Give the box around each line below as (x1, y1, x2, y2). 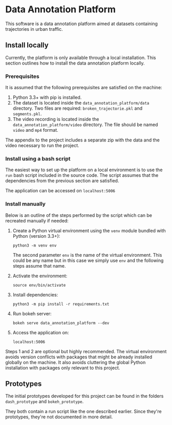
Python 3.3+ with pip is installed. (12, 94, 82, 100)
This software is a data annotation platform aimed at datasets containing (5, 21, 158, 27)
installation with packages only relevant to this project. (5, 365, 120, 371)
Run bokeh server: (12, 310, 52, 316)
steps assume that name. (12, 262, 66, 269)
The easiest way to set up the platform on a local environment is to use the (5, 167, 163, 173)
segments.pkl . (12, 111, 42, 117)
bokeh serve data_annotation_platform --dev (12, 320, 110, 326)
